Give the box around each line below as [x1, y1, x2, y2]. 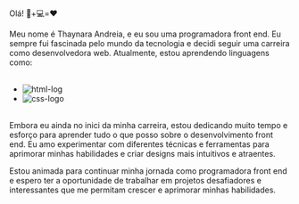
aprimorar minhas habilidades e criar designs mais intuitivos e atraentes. [9, 149, 276, 159]
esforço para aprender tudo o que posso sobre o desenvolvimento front [9, 129, 274, 140]
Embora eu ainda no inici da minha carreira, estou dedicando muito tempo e [9, 120, 288, 130]
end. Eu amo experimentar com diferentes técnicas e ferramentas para [9, 139, 270, 150]
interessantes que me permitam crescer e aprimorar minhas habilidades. [9, 184, 277, 195]
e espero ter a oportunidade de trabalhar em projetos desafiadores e [9, 175, 262, 185]
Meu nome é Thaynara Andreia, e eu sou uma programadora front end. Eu [9, 29, 281, 39]
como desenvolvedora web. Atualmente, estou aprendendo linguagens [9, 48, 270, 58]
